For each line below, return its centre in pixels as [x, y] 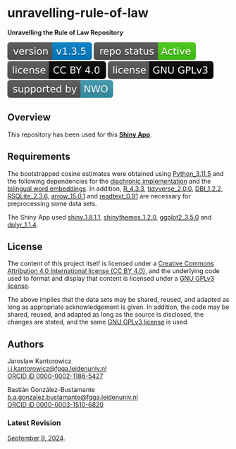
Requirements [39, 157]
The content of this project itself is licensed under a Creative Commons [111, 264]
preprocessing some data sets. [52, 203]
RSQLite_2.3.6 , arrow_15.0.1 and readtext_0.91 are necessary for [99, 196]
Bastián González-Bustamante [51, 390]
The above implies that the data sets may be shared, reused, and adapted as [118, 300]
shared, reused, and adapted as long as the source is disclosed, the [106, 315]
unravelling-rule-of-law [78, 13]
